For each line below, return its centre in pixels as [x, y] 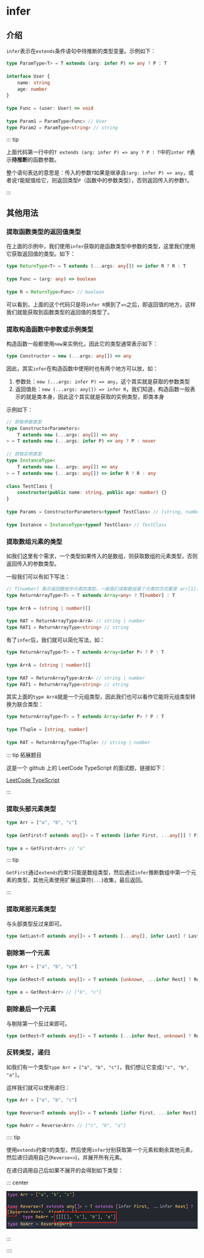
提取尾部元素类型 [31, 909]
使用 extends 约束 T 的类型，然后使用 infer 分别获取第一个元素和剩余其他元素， [101, 1150]
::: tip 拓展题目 [24, 755]
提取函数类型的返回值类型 [44, 232]
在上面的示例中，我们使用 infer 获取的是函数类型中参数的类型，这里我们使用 [101, 246]
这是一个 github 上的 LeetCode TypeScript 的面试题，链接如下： [87, 768]
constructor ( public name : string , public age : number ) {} [92, 493]
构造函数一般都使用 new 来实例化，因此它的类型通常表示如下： [82, 343]
